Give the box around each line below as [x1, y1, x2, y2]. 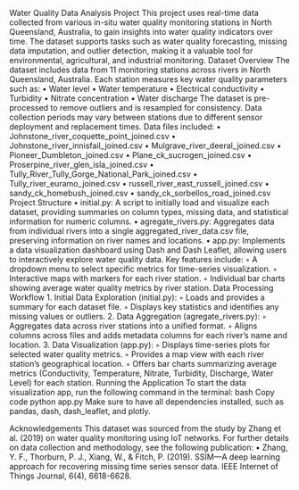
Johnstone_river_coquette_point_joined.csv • [9, 131, 177, 141]
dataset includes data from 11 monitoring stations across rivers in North [9, 64, 271, 75]
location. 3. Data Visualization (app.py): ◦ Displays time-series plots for [9, 339, 270, 350]
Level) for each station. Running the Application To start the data [9, 378, 247, 387]
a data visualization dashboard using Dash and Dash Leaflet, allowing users [9, 245, 287, 255]
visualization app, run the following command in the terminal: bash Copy [9, 387, 275, 397]
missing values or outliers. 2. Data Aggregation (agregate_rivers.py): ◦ [9, 311, 267, 321]
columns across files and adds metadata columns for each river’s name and [9, 330, 287, 340]
